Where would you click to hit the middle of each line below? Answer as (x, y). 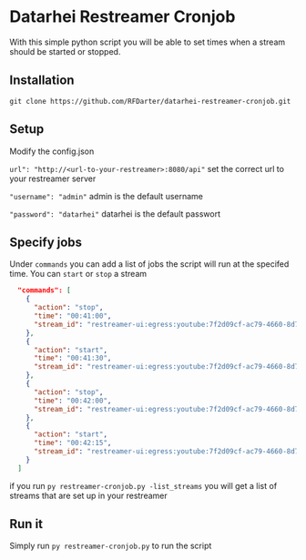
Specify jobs (46, 242)
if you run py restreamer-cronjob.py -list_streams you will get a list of (143, 485)
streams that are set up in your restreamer (88, 495)
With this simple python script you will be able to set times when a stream (148, 42)
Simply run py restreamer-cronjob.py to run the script (111, 546)
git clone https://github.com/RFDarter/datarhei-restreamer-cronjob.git (150, 101)
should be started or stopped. (65, 51)
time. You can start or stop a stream (78, 274)
